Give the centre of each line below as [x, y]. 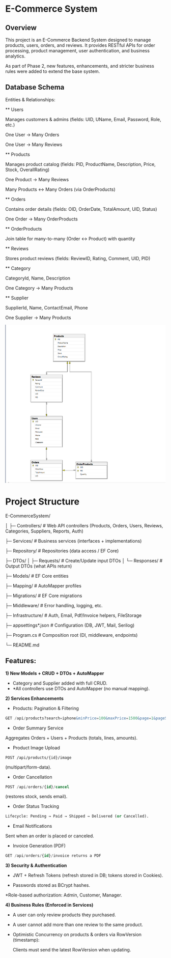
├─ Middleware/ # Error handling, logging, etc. [54, 605]
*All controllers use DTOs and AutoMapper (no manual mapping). [81, 688]
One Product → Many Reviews [37, 179]
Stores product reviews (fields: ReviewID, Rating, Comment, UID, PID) [78, 258]
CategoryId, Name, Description [38, 278]
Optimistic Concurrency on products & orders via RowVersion [77, 935]
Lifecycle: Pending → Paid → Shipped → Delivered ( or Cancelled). [77, 816]
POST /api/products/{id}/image [38, 757]
